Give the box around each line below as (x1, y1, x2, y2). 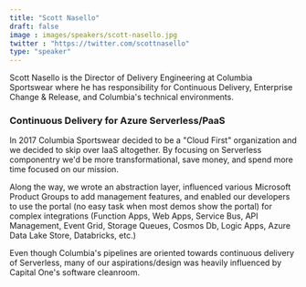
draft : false (9, 22, 59, 31)
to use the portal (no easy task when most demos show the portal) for (9, 201, 272, 212)
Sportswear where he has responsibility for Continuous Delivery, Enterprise (9, 82, 293, 93)
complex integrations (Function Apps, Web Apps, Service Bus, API (9, 210, 259, 221)
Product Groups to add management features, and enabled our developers (9, 191, 290, 202)
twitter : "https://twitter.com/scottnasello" (9, 38, 190, 48)
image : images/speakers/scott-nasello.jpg (9, 30, 178, 39)
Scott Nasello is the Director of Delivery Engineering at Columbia (9, 72, 253, 83)
